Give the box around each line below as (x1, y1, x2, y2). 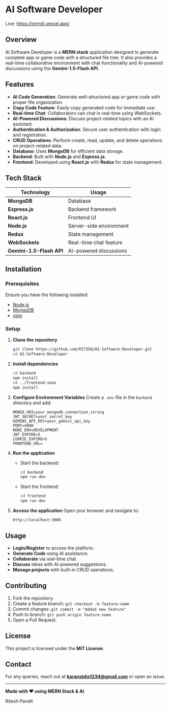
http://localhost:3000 (12, 518, 61, 523)
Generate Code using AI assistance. (12, 550, 89, 556)
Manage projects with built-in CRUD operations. (12, 566, 115, 572)
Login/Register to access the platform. (12, 545, 95, 551)
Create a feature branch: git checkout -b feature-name (12, 600, 130, 607)
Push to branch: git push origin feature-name (12, 611, 111, 617)
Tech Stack (5, 173, 42, 182)
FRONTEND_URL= (12, 441, 43, 446)
